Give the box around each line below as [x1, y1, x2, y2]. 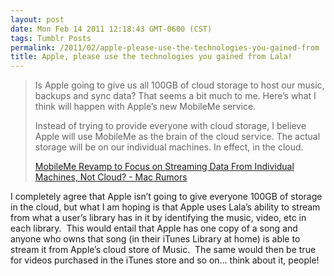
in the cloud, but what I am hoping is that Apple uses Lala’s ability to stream [10, 201, 321, 213]
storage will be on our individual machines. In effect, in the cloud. [34, 141, 304, 153]
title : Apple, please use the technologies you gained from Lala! [10, 52, 293, 62]
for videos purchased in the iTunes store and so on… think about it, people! [10, 254, 320, 266]
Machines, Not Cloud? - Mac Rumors [34, 171, 188, 183]
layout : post [10, 14, 65, 25]
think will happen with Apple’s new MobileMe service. [34, 101, 257, 113]
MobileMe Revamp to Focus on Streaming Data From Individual [34, 161, 295, 173]
